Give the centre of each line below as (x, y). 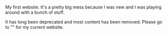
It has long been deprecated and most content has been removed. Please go (84, 22)
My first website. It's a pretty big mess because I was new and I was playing (83, 7)
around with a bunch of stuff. (35, 12)
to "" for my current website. (34, 27)
